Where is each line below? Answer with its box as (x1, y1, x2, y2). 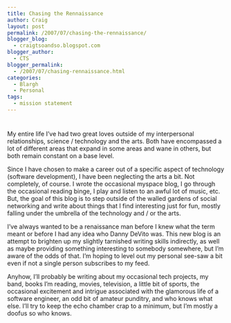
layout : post (7, 23, 45, 30)
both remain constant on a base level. (7, 152, 114, 160)
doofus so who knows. (7, 309, 72, 317)
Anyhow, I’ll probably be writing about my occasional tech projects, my (7, 273, 209, 281)
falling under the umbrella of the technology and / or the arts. (7, 209, 181, 217)
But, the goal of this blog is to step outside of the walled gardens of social (7, 195, 217, 203)
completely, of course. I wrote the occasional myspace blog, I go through (7, 180, 216, 188)
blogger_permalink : (7, 61, 64, 68)
